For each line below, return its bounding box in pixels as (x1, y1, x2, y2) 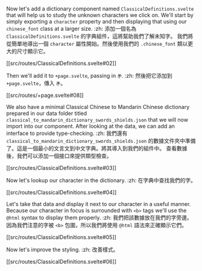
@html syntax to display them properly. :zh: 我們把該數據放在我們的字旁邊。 (6, 214, 193, 221)
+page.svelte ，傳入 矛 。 (6, 79, 66, 87)
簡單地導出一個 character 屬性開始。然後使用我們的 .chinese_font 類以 (11, 40, 188, 47)
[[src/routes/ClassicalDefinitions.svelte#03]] (6, 164, 116, 171)
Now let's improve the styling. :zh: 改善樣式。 (6, 246, 119, 253)
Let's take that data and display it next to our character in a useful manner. (6, 201, 191, 207)
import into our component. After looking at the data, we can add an (6, 123, 175, 129)
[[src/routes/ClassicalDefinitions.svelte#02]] (6, 60, 116, 67)
